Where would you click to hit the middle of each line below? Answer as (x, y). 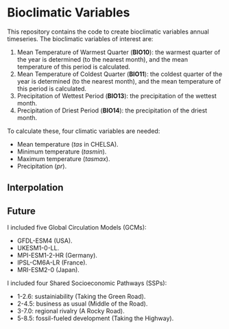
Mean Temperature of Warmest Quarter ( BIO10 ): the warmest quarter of (119, 52)
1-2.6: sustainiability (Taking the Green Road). (81, 297)
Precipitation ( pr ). (42, 166)
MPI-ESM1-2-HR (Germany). (57, 256)
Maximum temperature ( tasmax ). (63, 158)
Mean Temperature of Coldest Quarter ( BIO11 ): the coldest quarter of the (120, 74)
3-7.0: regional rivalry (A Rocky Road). (71, 311)
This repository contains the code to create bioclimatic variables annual (108, 32)
